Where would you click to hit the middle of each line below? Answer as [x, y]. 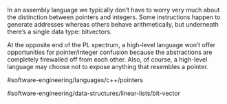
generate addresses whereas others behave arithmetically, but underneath [113, 24]
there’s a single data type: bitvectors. [60, 31]
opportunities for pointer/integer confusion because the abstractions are [110, 52]
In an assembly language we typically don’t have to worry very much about [113, 10]
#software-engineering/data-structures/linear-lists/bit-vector [94, 93]
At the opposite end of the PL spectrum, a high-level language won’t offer [111, 45]
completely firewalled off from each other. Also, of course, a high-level [107, 60]
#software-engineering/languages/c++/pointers [75, 80]
